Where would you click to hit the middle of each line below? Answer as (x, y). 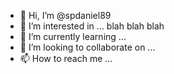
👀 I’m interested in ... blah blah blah (92, 26)
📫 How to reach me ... (66, 58)
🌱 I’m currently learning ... (73, 36)
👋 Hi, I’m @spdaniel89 (65, 15)
